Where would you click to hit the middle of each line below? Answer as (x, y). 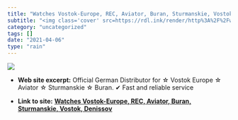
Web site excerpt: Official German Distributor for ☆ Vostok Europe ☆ (119, 80)
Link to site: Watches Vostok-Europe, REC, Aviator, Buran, (104, 101)
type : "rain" (27, 47)
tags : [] (20, 34)
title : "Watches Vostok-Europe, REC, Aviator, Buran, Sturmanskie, (109, 14)
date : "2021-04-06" (36, 40)
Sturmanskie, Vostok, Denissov (65, 109)
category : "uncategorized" (47, 27)
